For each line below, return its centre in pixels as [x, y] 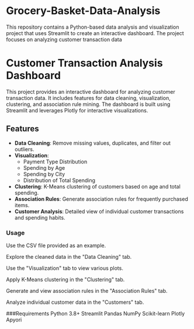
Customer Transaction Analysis [84, 63]
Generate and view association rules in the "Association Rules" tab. [87, 290]
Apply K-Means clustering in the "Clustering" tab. [65, 279]
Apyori [14, 320]
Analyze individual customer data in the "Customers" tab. [75, 302]
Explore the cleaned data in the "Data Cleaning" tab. [69, 256]
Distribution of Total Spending [59, 180]
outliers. [24, 149]
